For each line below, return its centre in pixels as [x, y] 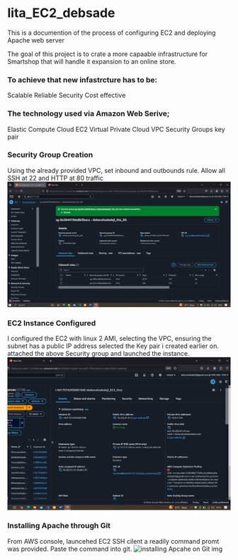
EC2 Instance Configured [52, 323]
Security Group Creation [50, 155]
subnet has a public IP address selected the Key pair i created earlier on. [113, 346]
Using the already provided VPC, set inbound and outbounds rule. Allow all [116, 170]
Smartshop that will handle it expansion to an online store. [92, 61]
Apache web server [36, 40]
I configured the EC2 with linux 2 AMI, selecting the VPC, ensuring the [109, 339]
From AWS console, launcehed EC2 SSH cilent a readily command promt [113, 541]
